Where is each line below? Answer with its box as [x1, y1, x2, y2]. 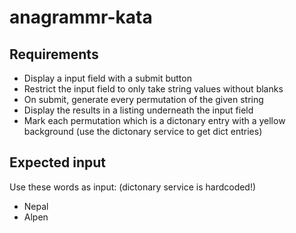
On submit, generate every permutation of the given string [23, 94, 264, 105]
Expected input [9, 154, 107, 171]
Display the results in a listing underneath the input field [23, 104, 254, 116]
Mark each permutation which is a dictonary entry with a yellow [23, 115, 286, 126]
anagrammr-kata [9, 6, 153, 29]
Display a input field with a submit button [23, 72, 192, 84]
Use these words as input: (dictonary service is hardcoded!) [9, 181, 257, 193]
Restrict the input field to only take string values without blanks [23, 83, 284, 95]
